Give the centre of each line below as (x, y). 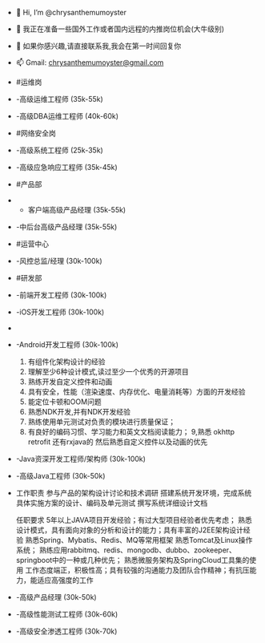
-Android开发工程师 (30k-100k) (67, 344)
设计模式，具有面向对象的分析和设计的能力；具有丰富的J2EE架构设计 (130, 530)
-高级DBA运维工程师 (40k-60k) (67, 116)
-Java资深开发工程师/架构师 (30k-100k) (81, 459)
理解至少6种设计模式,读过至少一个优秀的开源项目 (108, 372)
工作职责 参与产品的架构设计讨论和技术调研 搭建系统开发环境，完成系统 (134, 493)
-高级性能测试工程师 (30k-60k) (67, 614)
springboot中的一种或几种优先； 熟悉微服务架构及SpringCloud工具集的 (132, 560)
